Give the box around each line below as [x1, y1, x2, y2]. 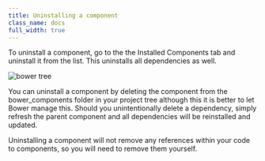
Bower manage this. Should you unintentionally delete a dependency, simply [8, 103, 257, 113]
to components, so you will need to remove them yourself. [8, 144, 198, 154]
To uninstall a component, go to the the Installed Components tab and [8, 48, 236, 58]
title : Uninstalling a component [8, 11, 119, 20]
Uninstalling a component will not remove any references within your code [8, 136, 251, 145]
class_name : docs [8, 19, 66, 27]
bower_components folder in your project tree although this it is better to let [8, 95, 255, 105]
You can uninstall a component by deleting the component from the [8, 87, 228, 96]
